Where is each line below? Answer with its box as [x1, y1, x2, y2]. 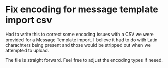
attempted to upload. [5, 47, 50, 53]
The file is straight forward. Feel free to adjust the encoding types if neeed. [5, 57, 163, 63]
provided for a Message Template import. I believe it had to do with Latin [5, 37, 158, 43]
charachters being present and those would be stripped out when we [5, 42, 151, 48]
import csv [5, 14, 52, 26]
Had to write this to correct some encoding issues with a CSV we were [5, 31, 154, 37]
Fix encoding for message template [5, 4, 158, 15]
